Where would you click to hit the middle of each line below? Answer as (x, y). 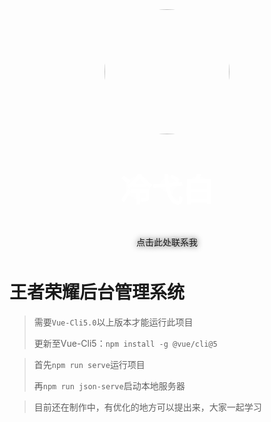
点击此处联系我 (167, 242)
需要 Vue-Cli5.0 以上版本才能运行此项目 (113, 322)
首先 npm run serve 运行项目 (89, 364)
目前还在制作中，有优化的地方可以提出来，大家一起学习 (147, 407)
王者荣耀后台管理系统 (97, 292)
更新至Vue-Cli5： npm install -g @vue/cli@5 (125, 343)
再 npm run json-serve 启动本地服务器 (109, 385)
